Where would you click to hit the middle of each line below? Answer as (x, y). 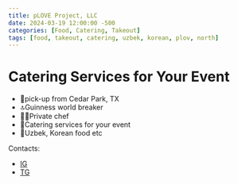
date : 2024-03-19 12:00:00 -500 (62, 23)
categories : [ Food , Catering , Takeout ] (74, 30)
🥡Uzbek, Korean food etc (61, 133)
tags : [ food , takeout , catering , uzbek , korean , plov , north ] (113, 38)
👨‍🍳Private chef (44, 117)
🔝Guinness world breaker (61, 107)
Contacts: (24, 148)
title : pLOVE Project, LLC (53, 15)
